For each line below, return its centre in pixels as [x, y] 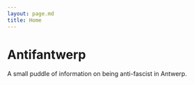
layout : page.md [31, 14]
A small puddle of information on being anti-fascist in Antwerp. [97, 74]
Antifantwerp [47, 55]
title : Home [24, 20]
